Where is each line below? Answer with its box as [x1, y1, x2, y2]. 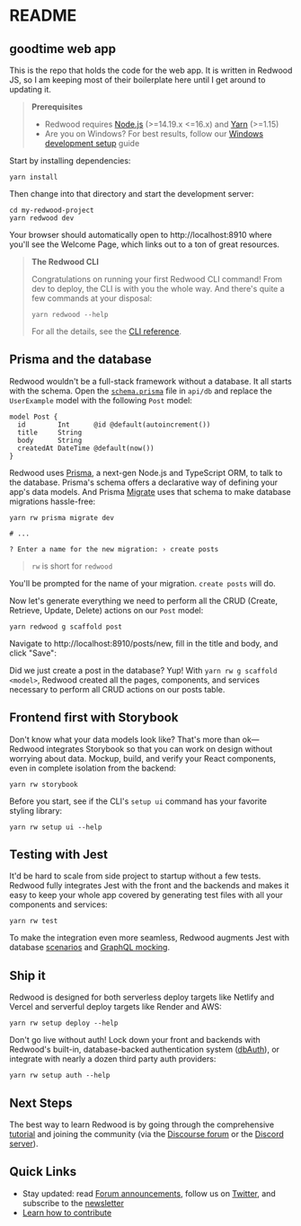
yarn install [9, 172, 58, 181]
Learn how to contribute [22, 1207, 112, 1218]
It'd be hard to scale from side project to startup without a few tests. [9, 870, 261, 881]
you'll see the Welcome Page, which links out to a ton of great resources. [9, 239, 280, 250]
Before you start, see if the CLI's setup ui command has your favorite [9, 796, 268, 807]
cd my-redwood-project [9, 206, 94, 215]
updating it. [9, 84, 52, 94]
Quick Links [9, 1164, 77, 1179]
